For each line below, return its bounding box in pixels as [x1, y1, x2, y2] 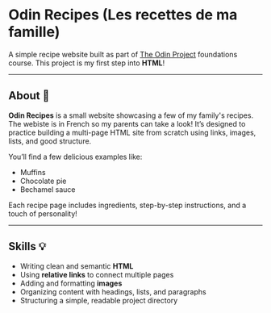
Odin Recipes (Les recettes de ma [8, 6, 238, 24]
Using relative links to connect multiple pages [19, 269, 174, 279]
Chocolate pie [19, 176, 67, 186]
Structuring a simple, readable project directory [19, 295, 178, 305]
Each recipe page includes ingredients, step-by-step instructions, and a [8, 200, 247, 210]
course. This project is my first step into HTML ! [8, 58, 165, 68]
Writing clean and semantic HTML [19, 261, 134, 271]
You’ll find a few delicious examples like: [8, 152, 143, 161]
